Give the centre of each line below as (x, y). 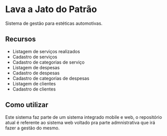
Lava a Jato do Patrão (51, 9)
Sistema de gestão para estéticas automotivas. (54, 23)
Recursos (21, 39)
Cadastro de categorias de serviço (48, 62)
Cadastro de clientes (34, 89)
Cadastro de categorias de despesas (51, 78)
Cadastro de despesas (36, 73)
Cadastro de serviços (35, 57)
